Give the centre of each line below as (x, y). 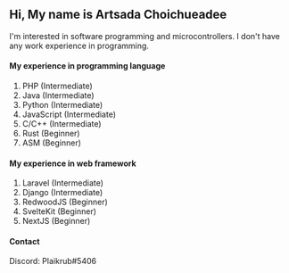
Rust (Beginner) (51, 134)
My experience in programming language (87, 66)
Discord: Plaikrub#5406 (53, 261)
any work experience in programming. (79, 45)
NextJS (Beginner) (56, 221)
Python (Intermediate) (62, 105)
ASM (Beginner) (52, 143)
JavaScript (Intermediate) (69, 114)
